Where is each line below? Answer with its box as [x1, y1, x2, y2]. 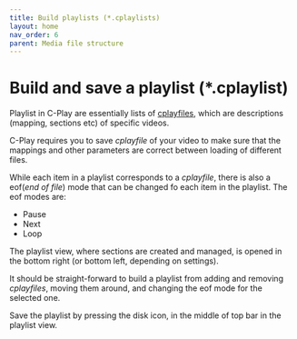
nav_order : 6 [9, 30, 59, 39]
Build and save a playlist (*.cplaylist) [9, 78, 289, 98]
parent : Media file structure [9, 38, 124, 48]
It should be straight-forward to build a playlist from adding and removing [9, 274, 284, 284]
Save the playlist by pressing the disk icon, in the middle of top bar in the [9, 310, 282, 321]
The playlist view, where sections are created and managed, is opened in [9, 246, 282, 257]
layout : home [9, 22, 59, 31]
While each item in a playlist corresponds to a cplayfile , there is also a [9, 172, 271, 183]
